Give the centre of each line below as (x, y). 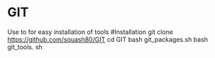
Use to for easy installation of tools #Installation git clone (90, 32)
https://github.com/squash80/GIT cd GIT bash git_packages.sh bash (107, 39)
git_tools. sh (25, 47)
